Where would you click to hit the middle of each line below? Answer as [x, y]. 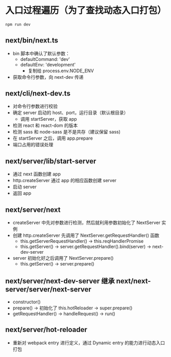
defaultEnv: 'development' [48, 64]
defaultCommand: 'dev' [45, 59]
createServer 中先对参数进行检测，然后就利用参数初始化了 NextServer [87, 222]
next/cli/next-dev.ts [38, 93]
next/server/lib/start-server [51, 161]
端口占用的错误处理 [33, 145]
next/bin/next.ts [32, 41]
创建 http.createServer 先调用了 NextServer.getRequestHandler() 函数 [86, 235]
